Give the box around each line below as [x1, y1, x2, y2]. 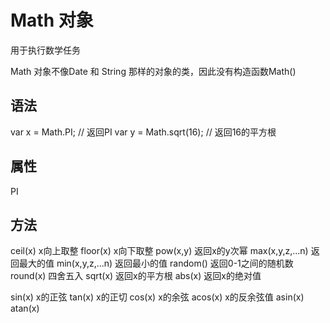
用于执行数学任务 [10, 44, 81, 56]
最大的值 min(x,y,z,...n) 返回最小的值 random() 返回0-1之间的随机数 [18, 257, 294, 270]
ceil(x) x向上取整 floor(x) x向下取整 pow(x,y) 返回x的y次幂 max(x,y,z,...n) [10, 245, 309, 257]
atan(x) [10, 302, 40, 315]
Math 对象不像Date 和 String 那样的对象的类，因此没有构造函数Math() [10, 65, 297, 77]
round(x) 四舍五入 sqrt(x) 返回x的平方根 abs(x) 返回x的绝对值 [10, 270, 262, 282]
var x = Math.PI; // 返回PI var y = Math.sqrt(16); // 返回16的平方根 [10, 126, 277, 138]
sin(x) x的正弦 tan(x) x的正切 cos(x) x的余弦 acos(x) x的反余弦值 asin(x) [10, 291, 305, 303]
